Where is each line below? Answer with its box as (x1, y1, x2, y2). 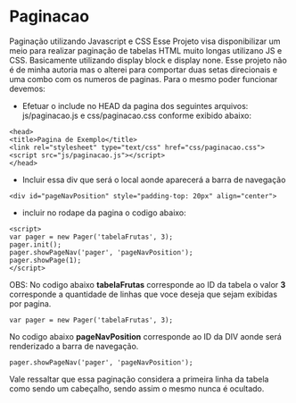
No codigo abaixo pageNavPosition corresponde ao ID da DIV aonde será (9, 331, 283, 341)
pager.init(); (9, 239, 62, 249)
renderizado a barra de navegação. (9, 340, 139, 351)
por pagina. (9, 298, 52, 309)
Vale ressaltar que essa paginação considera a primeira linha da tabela (9, 374, 269, 384)
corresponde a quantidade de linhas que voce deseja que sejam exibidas (9, 289, 278, 299)
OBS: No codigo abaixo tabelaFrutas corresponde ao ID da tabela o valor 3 (9, 279, 286, 290)
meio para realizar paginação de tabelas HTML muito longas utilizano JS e (9, 45, 283, 55)
